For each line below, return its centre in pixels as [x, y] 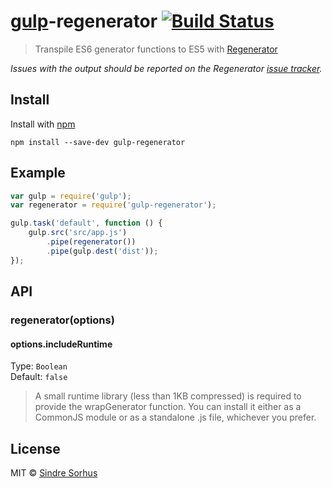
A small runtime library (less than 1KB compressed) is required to [168, 396]
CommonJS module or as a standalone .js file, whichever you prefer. [175, 417]
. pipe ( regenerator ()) [91, 242]
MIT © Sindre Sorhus [54, 473]
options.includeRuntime [61, 344]
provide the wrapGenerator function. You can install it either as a [168, 407]
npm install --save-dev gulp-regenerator [98, 142]
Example [38, 173]
